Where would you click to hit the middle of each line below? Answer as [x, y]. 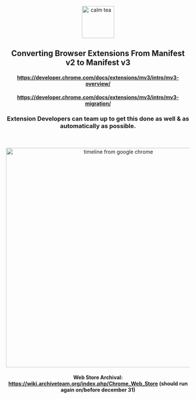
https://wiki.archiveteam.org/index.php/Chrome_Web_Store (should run [98, 384]
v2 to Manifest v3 [98, 63]
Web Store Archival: [98, 377]
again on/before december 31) [98, 390]
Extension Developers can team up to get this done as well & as [98, 118]
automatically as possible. [98, 126]
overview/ [98, 84]
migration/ [98, 103]
